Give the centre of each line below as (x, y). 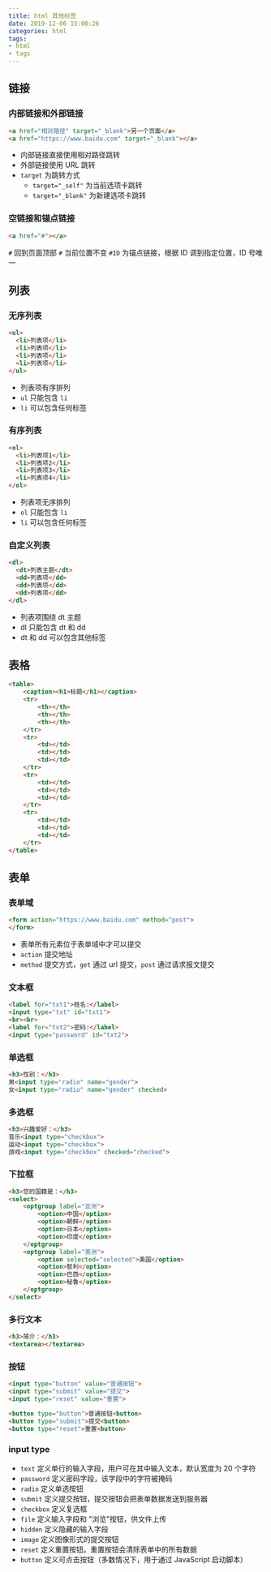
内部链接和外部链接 (46, 114)
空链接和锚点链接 (42, 218)
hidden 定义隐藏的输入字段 (64, 1529)
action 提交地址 (46, 955)
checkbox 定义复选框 (54, 1509)
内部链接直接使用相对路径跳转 (70, 155)
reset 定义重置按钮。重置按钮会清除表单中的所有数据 (108, 1549)
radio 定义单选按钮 (52, 1488)
